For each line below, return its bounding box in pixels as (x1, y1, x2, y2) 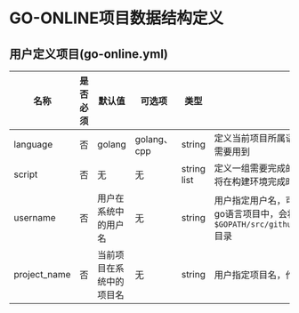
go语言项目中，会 (214, 208, 287, 220)
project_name (13, 269, 71, 280)
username (13, 212, 56, 223)
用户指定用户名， (214, 195, 287, 206)
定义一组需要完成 (214, 162, 287, 174)
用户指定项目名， (214, 269, 287, 281)
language (13, 139, 53, 150)
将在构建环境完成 (214, 175, 287, 188)
